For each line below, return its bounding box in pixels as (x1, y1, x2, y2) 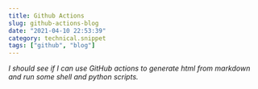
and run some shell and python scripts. (8, 72, 139, 82)
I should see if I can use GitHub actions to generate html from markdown (8, 63, 251, 73)
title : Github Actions (8, 11, 85, 20)
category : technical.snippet (8, 34, 106, 42)
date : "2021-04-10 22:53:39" (8, 26, 106, 34)
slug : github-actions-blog (8, 19, 99, 27)
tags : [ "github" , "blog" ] (8, 42, 95, 50)
